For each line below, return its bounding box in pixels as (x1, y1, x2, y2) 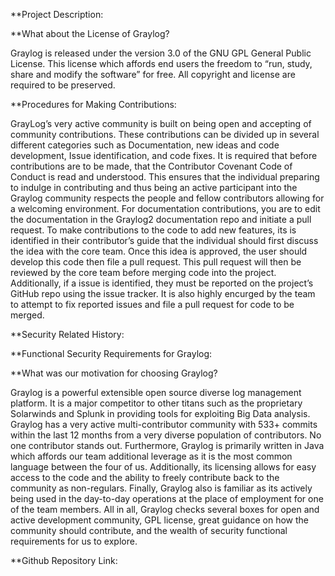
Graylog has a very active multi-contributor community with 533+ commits (10, 419, 318, 430)
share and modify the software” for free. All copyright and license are (10, 69, 296, 80)
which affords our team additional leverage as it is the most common (10, 450, 293, 462)
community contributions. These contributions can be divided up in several (10, 129, 320, 140)
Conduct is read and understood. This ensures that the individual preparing (10, 171, 320, 183)
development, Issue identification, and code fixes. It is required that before (10, 150, 318, 161)
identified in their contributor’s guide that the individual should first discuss (10, 235, 319, 246)
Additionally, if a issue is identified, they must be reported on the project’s (10, 277, 314, 289)
